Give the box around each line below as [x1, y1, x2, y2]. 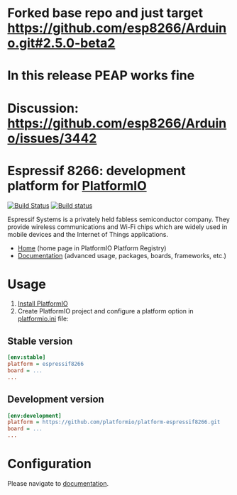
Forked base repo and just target [7, 5, 204, 21]
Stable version [7, 335, 73, 347]
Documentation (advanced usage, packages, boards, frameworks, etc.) [17, 251, 227, 260]
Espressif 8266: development [7, 162, 186, 179]
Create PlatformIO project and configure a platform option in [17, 307, 194, 316]
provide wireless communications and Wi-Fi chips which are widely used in [7, 222, 228, 231]
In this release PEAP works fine [7, 67, 195, 84]
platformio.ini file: [17, 314, 69, 323]
